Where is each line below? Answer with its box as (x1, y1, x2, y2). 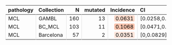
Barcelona (38, 31, 63, 38)
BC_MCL (38, 23, 60, 30)
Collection (38, 7, 64, 13)
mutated (84, 7, 106, 13)
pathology (8, 7, 34, 13)
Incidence (110, 7, 135, 13)
